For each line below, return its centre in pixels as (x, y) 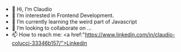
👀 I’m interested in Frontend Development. (63, 15)
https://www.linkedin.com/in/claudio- (130, 35)
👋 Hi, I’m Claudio (32, 9)
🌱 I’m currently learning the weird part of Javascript (74, 22)
